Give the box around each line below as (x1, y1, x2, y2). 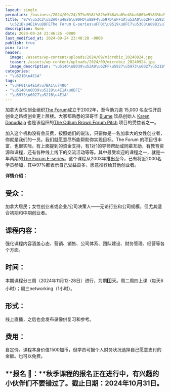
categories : (5, 69, 30, 74)
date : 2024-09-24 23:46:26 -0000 (5, 31, 76, 36)
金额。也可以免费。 (5, 353, 46, 359)
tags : (5, 78, 17, 83)
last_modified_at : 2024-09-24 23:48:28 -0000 (5, 36, 103, 41)
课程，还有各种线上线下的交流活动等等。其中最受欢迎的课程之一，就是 (14, 149, 160, 155)
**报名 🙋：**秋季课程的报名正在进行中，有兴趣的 (5, 369, 159, 378)
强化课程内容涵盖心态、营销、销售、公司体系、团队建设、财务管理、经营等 (5, 240, 160, 246)
